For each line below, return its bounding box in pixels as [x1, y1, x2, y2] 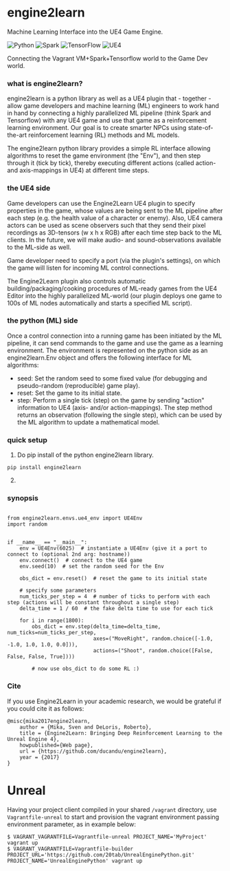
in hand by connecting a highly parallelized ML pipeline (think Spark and [7, 109, 211, 118]
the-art [7, 131, 27, 139]
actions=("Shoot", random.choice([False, [93, 647, 214, 654]
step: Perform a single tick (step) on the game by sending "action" [16, 396, 205, 404]
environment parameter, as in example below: [7, 820, 136, 828]
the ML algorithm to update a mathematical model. [16, 418, 160, 426]
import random [7, 521, 48, 528]
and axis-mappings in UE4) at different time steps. [7, 166, 150, 175]
